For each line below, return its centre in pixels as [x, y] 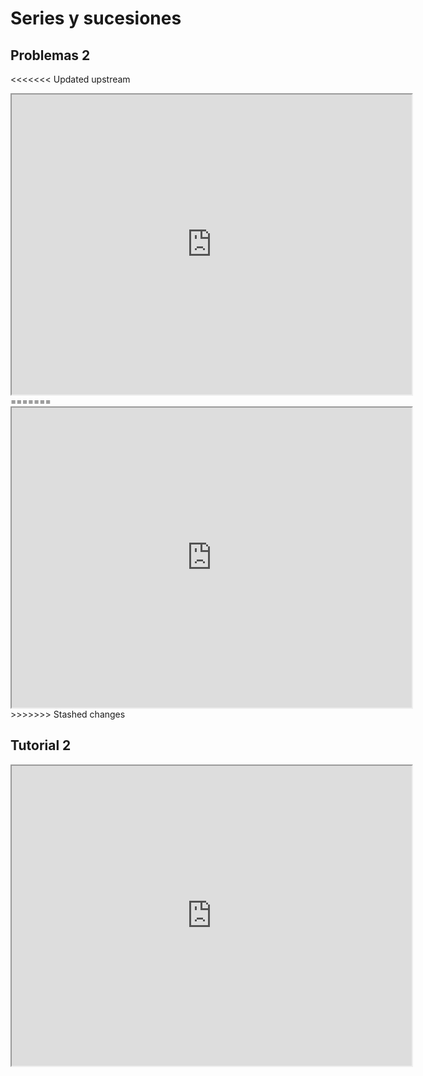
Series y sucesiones [96, 18]
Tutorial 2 [41, 745]
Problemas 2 [50, 55]
